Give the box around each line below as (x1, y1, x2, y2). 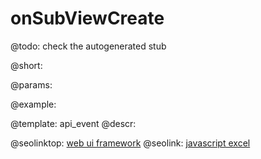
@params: (10, 78, 53, 91)
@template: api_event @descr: (10, 117, 137, 129)
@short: (10, 59, 43, 71)
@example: (10, 98, 57, 110)
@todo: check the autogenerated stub (10, 40, 167, 52)
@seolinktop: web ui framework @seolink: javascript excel (10, 137, 251, 149)
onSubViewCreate (10, 7, 165, 30)
